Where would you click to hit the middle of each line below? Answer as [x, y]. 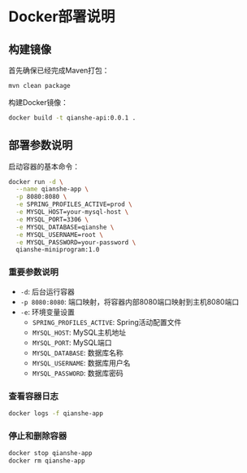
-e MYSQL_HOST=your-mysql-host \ [72, 212]
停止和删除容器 [38, 436]
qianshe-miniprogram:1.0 [58, 250]
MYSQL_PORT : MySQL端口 [72, 342]
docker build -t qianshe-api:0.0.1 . [72, 118]
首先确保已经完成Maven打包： [59, 70]
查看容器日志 [34, 396]
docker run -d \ [36, 182]
